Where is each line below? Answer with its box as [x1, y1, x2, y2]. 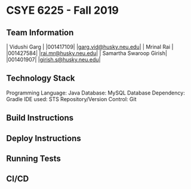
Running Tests [6, 153, 61, 163]
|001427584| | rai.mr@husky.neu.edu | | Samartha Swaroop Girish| [6, 50, 167, 57]
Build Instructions [6, 113, 74, 123]
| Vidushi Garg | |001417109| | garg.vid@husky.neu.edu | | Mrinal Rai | [6, 43, 174, 50]
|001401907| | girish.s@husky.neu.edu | [6, 56, 101, 63]
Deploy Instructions [6, 133, 82, 144]
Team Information [6, 28, 74, 38]
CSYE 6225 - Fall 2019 [6, 4, 119, 17]
